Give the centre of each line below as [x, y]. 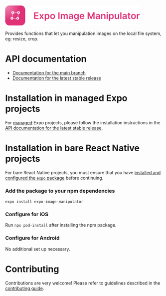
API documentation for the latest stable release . [54, 128]
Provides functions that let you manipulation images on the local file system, [83, 33]
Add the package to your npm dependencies [60, 191]
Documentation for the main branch [49, 72]
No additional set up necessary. [38, 249]
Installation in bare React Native [73, 148]
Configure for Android [32, 238]
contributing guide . [25, 288]
